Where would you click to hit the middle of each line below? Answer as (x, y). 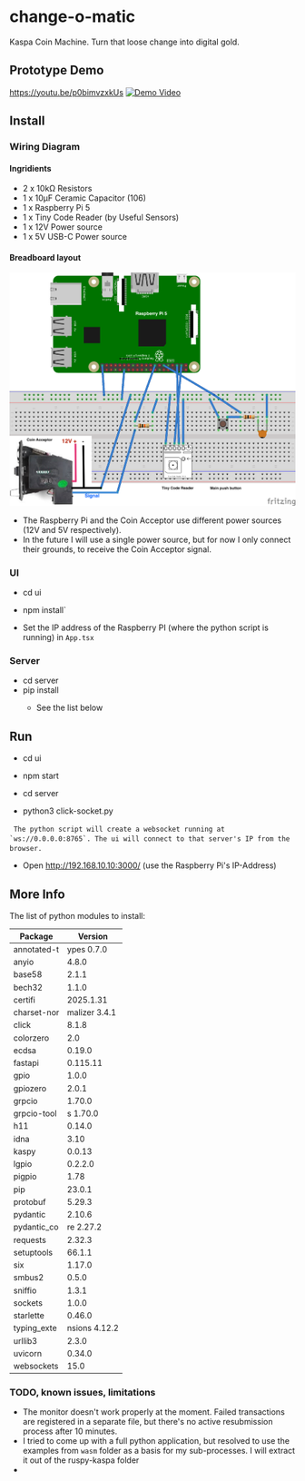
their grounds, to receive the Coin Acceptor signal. (117, 549)
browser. (26, 849)
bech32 (28, 987)
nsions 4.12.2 (93, 1328)
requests (30, 1239)
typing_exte (35, 1328)
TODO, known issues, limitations (83, 1392)
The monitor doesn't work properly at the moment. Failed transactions (154, 1412)
